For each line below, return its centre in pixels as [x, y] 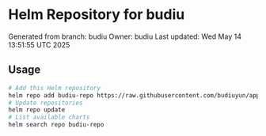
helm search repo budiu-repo [56, 125]
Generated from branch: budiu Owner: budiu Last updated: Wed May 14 [125, 36]
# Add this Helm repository [55, 88]
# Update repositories [46, 103]
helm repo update [37, 110]
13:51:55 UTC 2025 [39, 44]
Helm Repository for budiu [97, 15]
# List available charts [49, 117]
